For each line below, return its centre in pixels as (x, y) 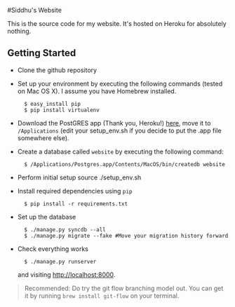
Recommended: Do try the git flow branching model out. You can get (124, 288)
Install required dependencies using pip (75, 191)
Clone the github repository (57, 70)
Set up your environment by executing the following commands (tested (120, 83)
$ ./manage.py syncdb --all (65, 230)
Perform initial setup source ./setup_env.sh (79, 177)
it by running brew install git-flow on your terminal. (102, 295)
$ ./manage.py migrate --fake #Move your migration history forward (126, 236)
